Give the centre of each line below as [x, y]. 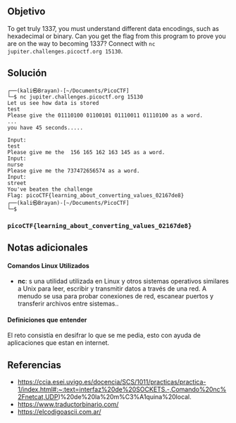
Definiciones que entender [47, 320]
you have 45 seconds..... [45, 127]
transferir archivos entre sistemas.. [68, 304]
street [17, 183]
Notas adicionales [48, 247]
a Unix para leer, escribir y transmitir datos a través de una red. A [112, 289]
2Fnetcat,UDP [38, 397]
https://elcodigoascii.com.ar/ [59, 412]
